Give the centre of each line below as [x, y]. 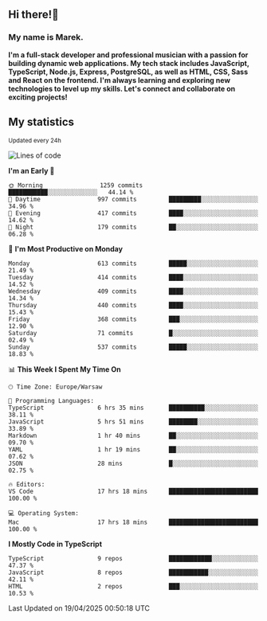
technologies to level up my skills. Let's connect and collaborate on [122, 88]
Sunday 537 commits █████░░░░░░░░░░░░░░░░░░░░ [133, 347]
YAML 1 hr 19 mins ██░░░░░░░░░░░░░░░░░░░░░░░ [133, 449]
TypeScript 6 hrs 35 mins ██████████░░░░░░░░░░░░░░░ [133, 408]
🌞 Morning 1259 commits [76, 185]
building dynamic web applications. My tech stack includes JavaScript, [129, 63]
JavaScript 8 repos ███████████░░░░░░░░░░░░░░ [133, 572]
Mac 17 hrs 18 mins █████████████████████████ [133, 522]
